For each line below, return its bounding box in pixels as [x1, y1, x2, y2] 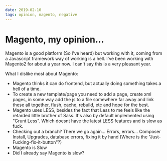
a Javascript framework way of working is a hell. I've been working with [5, 56, 154, 62]
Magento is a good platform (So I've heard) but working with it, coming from [5, 50, 162, 56]
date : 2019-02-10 [5, 7, 42, 13]
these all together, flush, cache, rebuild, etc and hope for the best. [12, 102, 149, 108]
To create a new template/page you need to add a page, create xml [12, 91, 151, 97]
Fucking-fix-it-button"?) [12, 139, 62, 145]
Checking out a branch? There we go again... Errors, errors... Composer [12, 129, 161, 135]
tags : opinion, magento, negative [5, 12, 78, 17]
